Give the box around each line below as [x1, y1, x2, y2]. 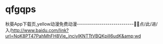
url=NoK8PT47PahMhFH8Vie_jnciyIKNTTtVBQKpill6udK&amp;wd [5, 33, 141, 39]
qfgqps [5, 4, 36, 15]
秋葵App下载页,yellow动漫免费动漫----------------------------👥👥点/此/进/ [5, 21, 158, 27]
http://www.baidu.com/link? [11, 27, 69, 33]
